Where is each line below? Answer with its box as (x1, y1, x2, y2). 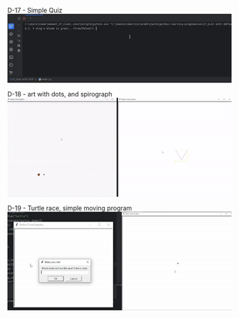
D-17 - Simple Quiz (7, 6, 63, 14)
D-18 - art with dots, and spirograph (7, 90, 112, 99)
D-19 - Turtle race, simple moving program (7, 204, 132, 212)
